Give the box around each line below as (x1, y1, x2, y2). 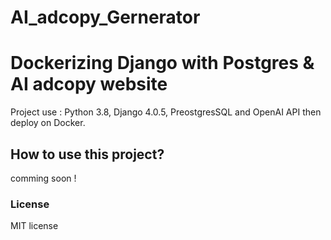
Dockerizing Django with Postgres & (10, 52, 315, 75)
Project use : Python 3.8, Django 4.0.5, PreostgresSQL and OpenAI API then (10, 106, 322, 118)
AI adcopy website (10, 73, 168, 96)
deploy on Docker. (10, 117, 86, 129)
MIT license (10, 220, 59, 232)
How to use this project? (10, 146, 165, 163)
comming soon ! (10, 172, 77, 184)
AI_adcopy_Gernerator (10, 6, 201, 29)
